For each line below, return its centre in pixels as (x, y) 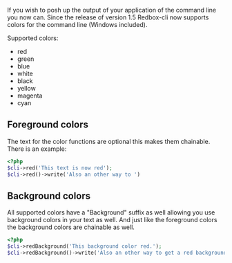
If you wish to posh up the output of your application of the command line (112, 10)
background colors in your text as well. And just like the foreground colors (112, 220)
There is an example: (37, 149)
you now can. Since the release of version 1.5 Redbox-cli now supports (108, 17)
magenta (30, 96)
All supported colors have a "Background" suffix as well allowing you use (111, 212)
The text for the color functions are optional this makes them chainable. (109, 141)
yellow (26, 88)
